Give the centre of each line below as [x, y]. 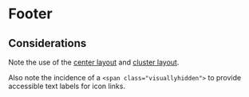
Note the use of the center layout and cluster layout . [94, 62]
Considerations [47, 43]
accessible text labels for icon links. [67, 86]
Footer [31, 14]
